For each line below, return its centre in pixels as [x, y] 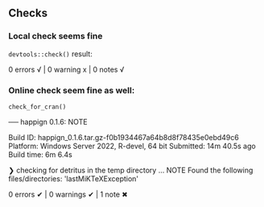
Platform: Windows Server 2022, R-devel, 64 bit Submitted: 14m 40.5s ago [132, 146]
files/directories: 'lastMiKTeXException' [74, 178]
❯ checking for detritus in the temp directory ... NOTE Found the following [131, 170]
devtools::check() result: [50, 54]
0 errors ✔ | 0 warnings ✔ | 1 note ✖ [68, 194]
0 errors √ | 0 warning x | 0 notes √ [66, 69]
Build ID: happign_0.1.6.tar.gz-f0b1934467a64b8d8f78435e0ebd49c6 [124, 137]
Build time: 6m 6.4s [40, 154]
